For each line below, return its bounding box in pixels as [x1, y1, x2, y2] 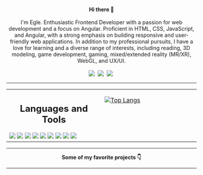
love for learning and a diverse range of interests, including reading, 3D [13, 45, 190, 51]
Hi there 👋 [89, 6, 114, 13]
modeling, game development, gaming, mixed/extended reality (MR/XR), [11, 51, 192, 58]
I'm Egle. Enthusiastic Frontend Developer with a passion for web [21, 19, 182, 26]
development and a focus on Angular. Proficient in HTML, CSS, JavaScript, [8, 25, 195, 32]
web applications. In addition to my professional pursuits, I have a [30, 38, 193, 45]
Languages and [20, 103, 88, 114]
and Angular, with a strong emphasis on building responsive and [14, 31, 174, 39]
